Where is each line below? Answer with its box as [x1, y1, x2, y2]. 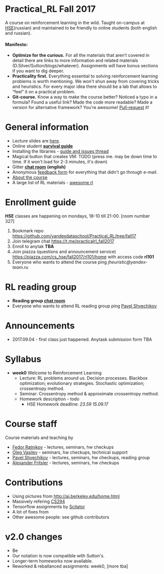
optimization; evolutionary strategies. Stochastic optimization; [19, 380, 145, 386]
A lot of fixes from [12, 509, 49, 515]
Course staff [5, 418, 57, 430]
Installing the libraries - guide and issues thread [12, 148, 109, 154]
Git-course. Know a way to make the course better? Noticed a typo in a [12, 94, 158, 100]
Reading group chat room [12, 298, 65, 303]
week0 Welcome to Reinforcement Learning [12, 370, 102, 376]
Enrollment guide [5, 197, 77, 208]
